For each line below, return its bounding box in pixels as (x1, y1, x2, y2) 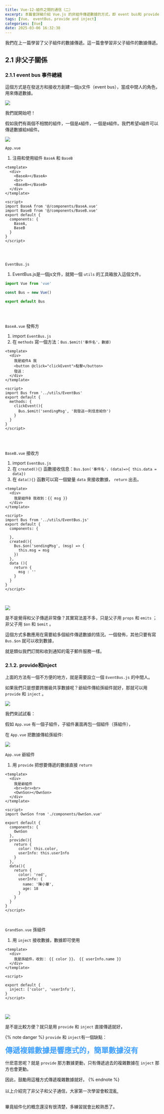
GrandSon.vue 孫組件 (5, 927, 46, 933)
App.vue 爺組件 (5, 751, 35, 757)
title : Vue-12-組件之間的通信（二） (5, 7, 73, 12)
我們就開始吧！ (5, 110, 35, 116)
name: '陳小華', (23, 882, 54, 887)
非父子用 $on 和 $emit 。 (5, 621, 54, 627)
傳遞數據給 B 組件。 (5, 127, 42, 133)
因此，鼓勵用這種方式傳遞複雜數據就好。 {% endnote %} (5, 1076, 120, 1082)
